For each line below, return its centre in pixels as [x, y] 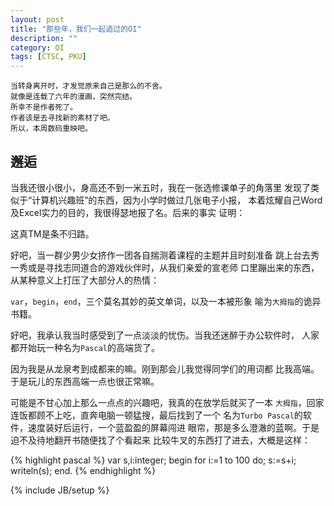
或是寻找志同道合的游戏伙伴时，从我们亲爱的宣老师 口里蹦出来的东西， [173, 267]
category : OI [37, 47]
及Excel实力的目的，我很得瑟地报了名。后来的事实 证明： [128, 212]
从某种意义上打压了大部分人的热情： [85, 280]
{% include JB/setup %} [60, 490]
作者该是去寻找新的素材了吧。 [62, 118]
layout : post [37, 19]
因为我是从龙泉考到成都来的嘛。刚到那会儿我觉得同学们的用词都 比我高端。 [165, 368]
